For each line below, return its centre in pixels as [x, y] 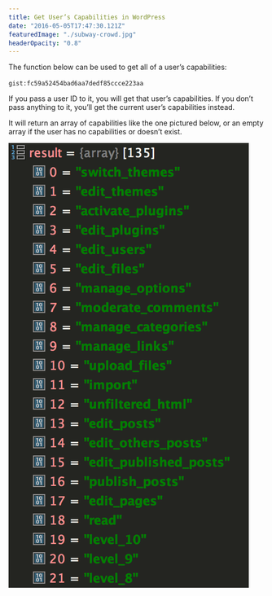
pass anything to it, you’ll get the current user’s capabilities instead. [122, 107]
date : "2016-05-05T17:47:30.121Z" [67, 26]
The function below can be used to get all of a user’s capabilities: [118, 67]
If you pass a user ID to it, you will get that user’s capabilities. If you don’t [131, 99]
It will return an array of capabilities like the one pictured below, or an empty [136, 123]
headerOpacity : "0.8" [45, 43]
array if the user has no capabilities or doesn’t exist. [95, 132]
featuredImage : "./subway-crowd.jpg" [72, 34]
